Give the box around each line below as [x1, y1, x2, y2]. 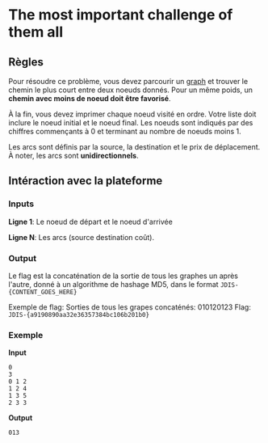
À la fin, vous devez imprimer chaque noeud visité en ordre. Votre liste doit [8, 109, 257, 119]
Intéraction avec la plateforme [8, 174, 163, 188]
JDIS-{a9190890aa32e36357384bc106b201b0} [8, 310, 150, 319]
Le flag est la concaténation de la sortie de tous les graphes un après [8, 271, 238, 281]
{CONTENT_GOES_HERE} [8, 288, 78, 296]
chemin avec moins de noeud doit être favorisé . [8, 94, 171, 103]
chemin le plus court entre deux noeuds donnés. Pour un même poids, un [8, 85, 253, 95]
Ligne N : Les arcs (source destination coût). [8, 232, 155, 242]
